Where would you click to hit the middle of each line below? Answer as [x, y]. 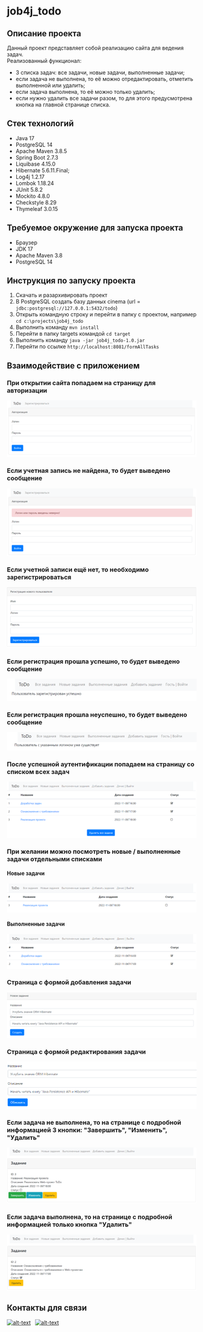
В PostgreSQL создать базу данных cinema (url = [78, 302]
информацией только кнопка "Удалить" [70, 1224]
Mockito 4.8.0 [33, 196]
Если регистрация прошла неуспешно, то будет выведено [97, 715]
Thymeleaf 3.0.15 [37, 209]
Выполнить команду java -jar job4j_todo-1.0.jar [80, 340]
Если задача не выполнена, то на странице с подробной [94, 1122]
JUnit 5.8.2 [29, 189]
